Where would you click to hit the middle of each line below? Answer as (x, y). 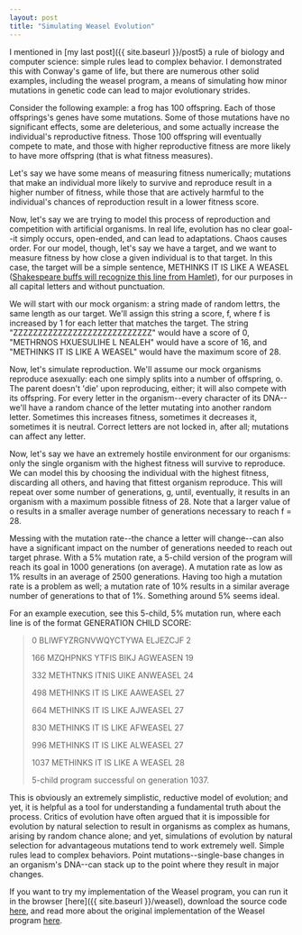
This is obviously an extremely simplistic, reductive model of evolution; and (149, 797)
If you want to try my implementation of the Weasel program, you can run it (149, 891)
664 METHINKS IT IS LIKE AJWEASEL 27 (108, 710)
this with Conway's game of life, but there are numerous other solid (134, 71)
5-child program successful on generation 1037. (120, 780)
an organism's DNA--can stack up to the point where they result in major (144, 864)
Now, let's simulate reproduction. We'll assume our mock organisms (135, 369)
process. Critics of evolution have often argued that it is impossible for (140, 816)
